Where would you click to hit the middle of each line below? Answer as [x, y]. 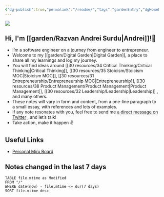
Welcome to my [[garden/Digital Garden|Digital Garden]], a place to [80, 55]
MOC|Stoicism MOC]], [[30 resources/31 [53, 76]
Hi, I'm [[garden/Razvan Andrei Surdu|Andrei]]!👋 [81, 39]
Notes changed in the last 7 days [56, 167]
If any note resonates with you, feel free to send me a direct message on [85, 112]
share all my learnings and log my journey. [55, 60]
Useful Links [24, 140]
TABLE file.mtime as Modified [36, 178]
